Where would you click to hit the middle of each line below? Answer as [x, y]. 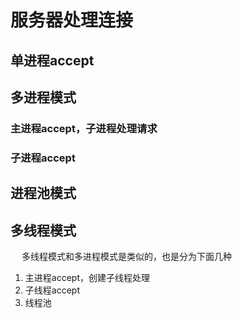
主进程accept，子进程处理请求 [84, 128]
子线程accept [52, 290]
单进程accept [52, 60]
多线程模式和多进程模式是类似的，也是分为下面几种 [126, 257]
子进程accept [43, 158]
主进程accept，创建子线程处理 [87, 278]
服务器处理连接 [72, 20]
